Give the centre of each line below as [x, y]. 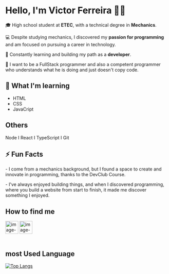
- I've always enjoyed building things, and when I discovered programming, [85, 184]
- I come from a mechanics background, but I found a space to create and [83, 169]
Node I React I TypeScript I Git [37, 137]
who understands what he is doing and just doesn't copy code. [72, 70]
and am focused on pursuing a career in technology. [61, 44]
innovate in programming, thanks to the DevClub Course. [65, 175]
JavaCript [23, 109]
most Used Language [40, 254]
